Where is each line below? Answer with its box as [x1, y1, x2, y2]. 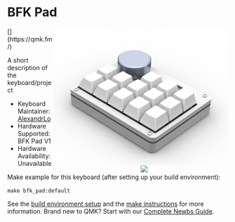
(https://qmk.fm [7, 34, 53, 43]
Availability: [17, 152, 51, 160]
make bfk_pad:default [7, 187, 71, 194]
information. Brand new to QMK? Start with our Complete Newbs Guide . [7, 207, 215, 215]
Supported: [17, 129, 51, 138]
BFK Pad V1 [17, 136, 51, 145]
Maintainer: [17, 107, 51, 115]
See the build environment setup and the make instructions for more [7, 200, 205, 208]
